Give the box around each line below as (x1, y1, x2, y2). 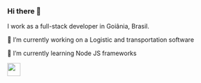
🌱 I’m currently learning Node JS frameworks (7, 49, 137, 58)
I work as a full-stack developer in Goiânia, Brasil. (7, 22, 150, 31)
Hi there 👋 (7, 6, 42, 16)
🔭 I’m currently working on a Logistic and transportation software (7, 36, 194, 44)
